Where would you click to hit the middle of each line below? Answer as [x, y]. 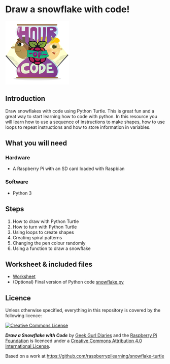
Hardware [18, 158]
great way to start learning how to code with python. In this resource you [81, 116]
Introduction [25, 99]
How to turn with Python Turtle [45, 227]
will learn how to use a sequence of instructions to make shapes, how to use [85, 122]
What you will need [36, 143]
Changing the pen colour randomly [49, 243]
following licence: [24, 316]
